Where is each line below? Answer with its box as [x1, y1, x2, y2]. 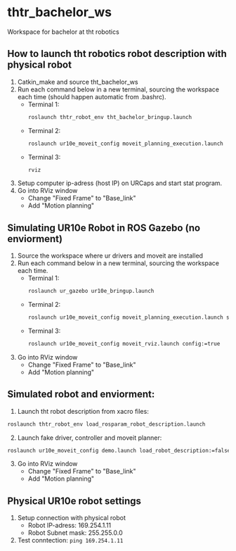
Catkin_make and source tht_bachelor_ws [17, 77, 138, 86]
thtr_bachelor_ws [7, 4, 112, 20]
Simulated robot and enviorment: [7, 388, 155, 400]
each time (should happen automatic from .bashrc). [17, 92, 166, 101]
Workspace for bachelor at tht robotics [7, 27, 119, 36]
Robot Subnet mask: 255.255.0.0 [27, 528, 123, 537]
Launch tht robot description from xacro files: [17, 407, 149, 415]
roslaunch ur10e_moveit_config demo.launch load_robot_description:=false [7, 447, 231, 454]
